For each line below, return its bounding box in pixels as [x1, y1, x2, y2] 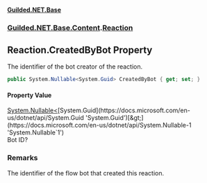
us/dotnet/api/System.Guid [7, 114, 85, 122]
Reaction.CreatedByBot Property [7, 44, 153, 55]
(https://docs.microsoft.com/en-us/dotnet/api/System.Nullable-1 [7, 121, 192, 130]
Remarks [7, 153, 38, 163]
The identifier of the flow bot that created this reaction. [7, 168, 165, 177]
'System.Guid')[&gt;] [85, 114, 144, 122]
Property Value [7, 91, 52, 99]
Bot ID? [7, 136, 28, 144]
